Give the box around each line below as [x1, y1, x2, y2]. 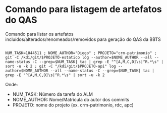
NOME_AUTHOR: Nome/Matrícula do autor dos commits [12, 96, 130, 102]
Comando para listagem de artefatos [5, 4, 162, 15]
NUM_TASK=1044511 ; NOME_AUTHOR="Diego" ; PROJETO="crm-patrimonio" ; [5, 50, 157, 55]
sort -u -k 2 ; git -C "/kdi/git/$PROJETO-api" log [5, 64, 116, 69]
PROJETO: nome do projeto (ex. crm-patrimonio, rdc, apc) [12, 102, 134, 108]
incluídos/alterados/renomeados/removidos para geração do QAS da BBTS [5, 36, 161, 42]
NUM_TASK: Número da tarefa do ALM [12, 91, 93, 97]
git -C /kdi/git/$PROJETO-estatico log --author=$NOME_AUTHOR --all [5, 54, 152, 60]
